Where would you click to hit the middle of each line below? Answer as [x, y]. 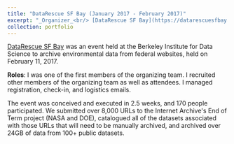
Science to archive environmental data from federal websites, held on [108, 54]
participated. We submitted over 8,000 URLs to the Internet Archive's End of [117, 111]
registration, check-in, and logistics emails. [69, 90]
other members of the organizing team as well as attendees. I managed [110, 82]
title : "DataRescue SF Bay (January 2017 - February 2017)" [97, 14]
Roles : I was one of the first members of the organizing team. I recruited [111, 75]
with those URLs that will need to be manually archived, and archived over [114, 126]
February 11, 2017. [33, 62]
